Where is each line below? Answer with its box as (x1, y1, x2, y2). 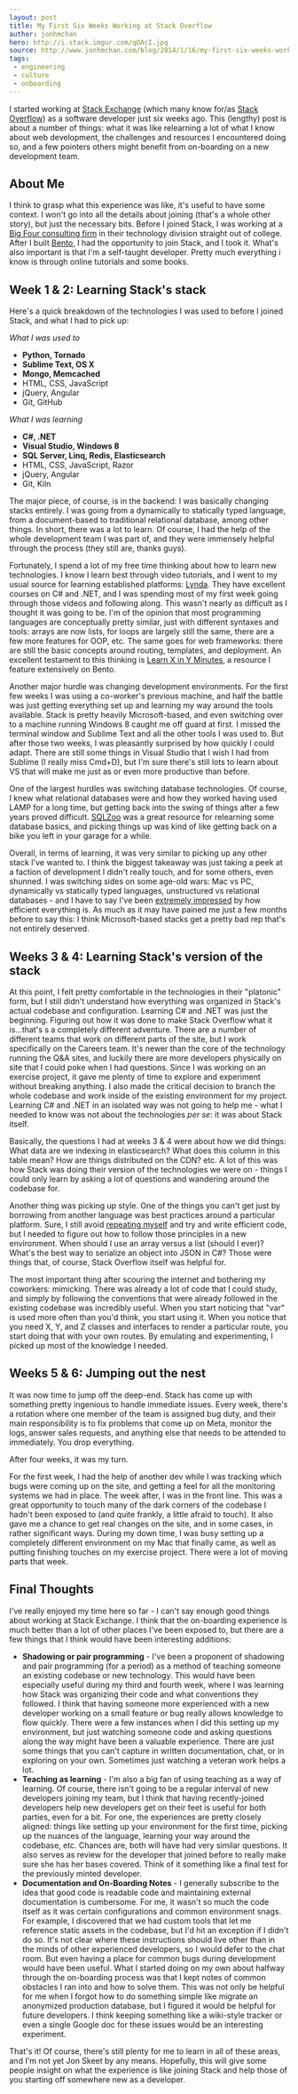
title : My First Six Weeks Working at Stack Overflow (9, 21, 213, 30)
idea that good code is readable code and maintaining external (21, 1887, 251, 1898)
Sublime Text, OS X (21, 359, 95, 370)
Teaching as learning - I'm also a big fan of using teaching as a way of (21, 1773, 282, 1784)
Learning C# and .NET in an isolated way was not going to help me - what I (9, 1100, 283, 1111)
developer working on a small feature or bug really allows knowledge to (21, 1708, 284, 1718)
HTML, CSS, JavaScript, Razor (21, 459, 135, 471)
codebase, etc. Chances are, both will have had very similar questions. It (21, 1840, 288, 1851)
